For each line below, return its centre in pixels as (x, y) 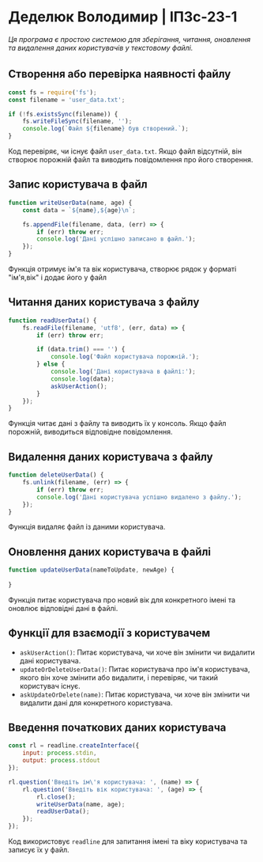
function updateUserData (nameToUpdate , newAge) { (92, 570)
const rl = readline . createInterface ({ (74, 746)
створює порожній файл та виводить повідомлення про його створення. (131, 160)
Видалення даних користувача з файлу (111, 456)
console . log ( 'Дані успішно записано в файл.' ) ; (116, 239)
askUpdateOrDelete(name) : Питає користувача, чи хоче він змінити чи (135, 694)
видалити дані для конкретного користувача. (96, 703)
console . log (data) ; (82, 379)
